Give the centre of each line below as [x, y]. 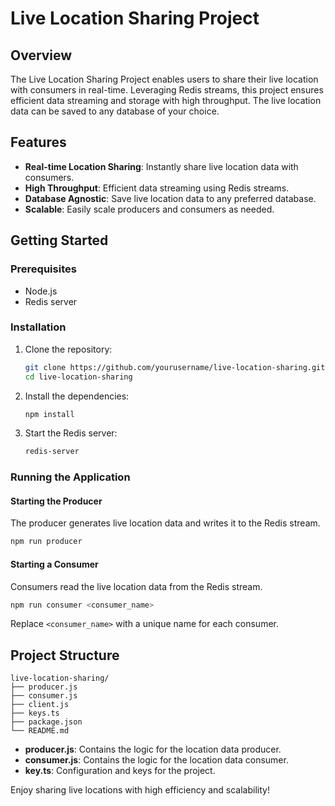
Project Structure [65, 655]
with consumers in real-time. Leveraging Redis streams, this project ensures [167, 90]
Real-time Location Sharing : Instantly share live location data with [161, 166]
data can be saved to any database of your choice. [115, 111]
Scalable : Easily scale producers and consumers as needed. [149, 209]
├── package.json [46, 722]
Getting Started [59, 240]
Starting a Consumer [54, 564]
